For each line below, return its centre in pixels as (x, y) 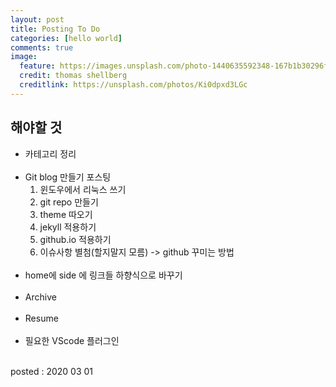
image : (24, 57)
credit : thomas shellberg (73, 76)
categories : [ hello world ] (66, 38)
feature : (37, 66)
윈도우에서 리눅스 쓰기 (83, 189)
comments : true (42, 47)
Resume (41, 318)
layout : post (37, 19)
